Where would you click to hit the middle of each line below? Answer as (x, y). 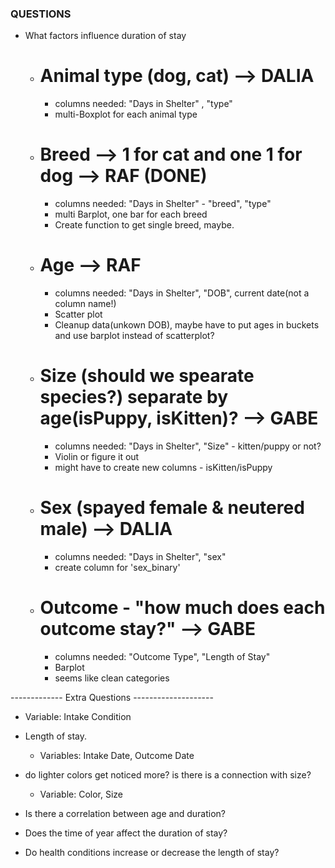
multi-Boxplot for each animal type (126, 114)
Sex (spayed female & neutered (172, 508)
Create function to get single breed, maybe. (144, 225)
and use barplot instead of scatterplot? (134, 336)
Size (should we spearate (147, 376)
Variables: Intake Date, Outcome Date (117, 755)
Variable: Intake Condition (78, 716)
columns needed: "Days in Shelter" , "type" (143, 104)
